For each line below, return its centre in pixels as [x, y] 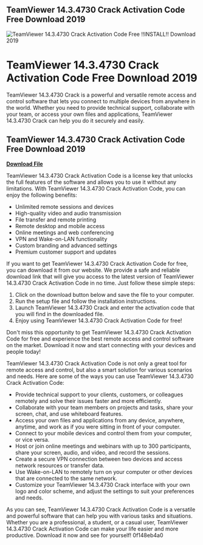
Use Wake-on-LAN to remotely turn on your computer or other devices [104, 472]
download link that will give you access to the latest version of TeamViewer [100, 276]
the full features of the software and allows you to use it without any [91, 182]
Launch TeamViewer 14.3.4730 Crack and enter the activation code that [105, 307]
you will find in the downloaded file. [60, 314]
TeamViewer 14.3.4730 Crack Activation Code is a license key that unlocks [100, 175]
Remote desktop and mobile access [60, 226]
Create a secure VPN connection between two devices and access [99, 459]
